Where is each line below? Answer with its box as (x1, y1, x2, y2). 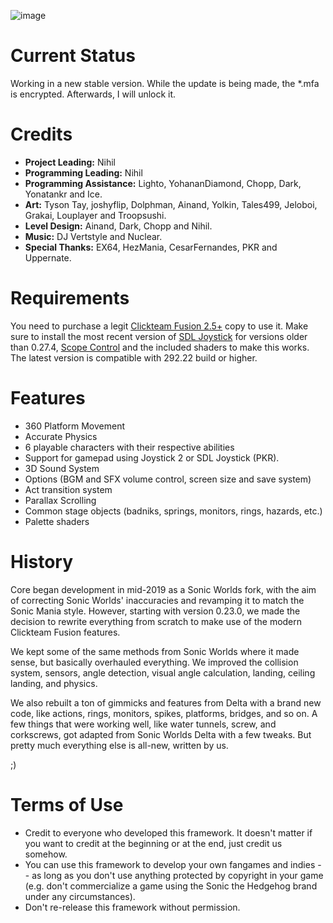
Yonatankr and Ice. (24, 188, 103, 200)
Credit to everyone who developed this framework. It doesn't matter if (24, 826, 313, 839)
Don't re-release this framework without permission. (24, 901, 241, 913)
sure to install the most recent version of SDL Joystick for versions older (10, 330, 308, 342)
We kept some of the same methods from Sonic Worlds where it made (10, 645, 300, 657)
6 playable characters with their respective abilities (24, 441, 235, 453)
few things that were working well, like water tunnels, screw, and (10, 718, 277, 730)
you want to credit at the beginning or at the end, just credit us (24, 837, 283, 849)
